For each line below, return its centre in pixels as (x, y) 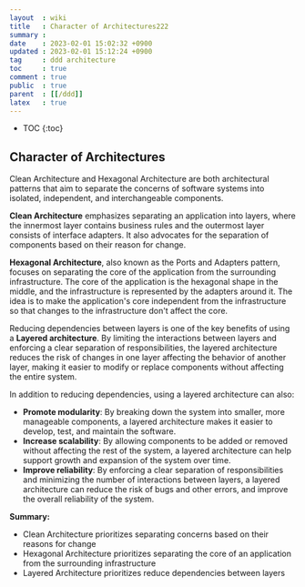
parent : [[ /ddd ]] (46, 94)
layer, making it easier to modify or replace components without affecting (147, 367)
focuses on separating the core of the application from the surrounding (142, 272)
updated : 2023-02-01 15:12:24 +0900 (81, 52)
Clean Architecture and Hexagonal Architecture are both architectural (140, 179)
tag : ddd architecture (63, 60)
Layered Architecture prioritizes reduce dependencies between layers (153, 573)
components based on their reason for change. (98, 245)
